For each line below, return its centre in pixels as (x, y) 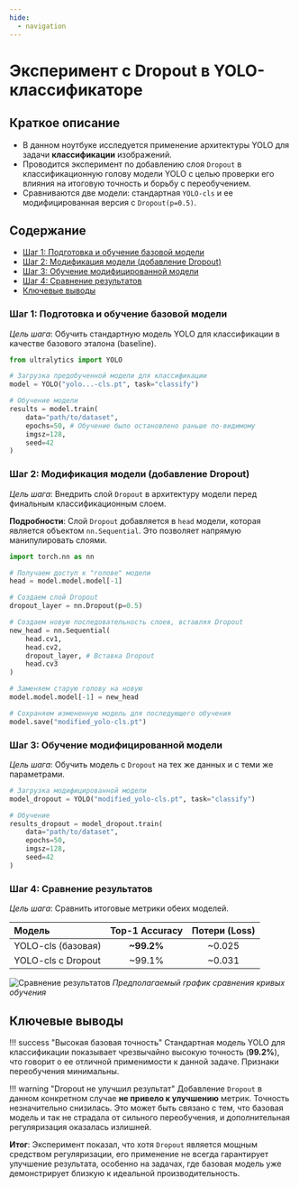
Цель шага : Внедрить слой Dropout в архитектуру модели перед (133, 493)
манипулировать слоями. (59, 540)
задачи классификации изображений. (97, 154)
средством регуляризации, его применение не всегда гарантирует (139, 1154)
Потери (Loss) (223, 931)
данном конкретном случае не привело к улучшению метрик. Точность (149, 1098)
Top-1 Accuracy (146, 931)
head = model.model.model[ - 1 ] (66, 581)
